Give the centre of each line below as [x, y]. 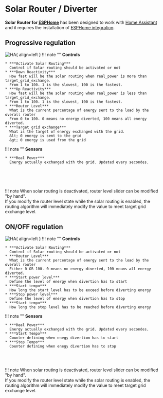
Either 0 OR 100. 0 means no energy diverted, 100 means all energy [80, 269]
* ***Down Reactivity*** [30, 72]
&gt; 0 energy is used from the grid [48, 140]
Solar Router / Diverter [51, 9]
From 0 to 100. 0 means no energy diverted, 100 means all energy [78, 119]
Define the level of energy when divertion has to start [68, 281]
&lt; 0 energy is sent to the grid [45, 136]
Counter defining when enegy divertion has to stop [63, 346]
